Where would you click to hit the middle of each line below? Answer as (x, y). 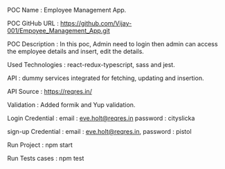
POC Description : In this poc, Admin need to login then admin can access (112, 44)
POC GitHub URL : (33, 23)
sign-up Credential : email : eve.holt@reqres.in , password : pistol (99, 131)
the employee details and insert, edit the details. (75, 51)
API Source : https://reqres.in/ (49, 91)
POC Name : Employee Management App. (67, 10)
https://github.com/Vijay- (96, 23)
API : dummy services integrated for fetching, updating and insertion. (106, 78)
